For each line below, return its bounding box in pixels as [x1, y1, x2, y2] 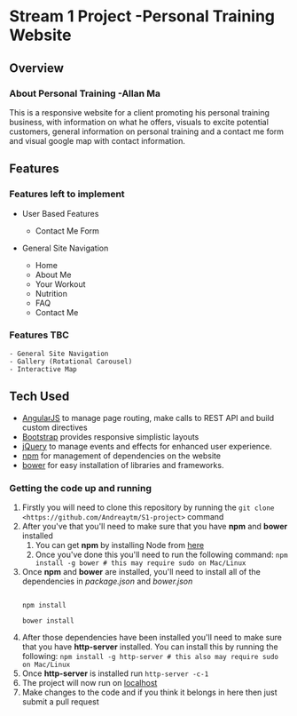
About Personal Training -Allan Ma [9, 87, 161, 99]
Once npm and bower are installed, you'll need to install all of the [21, 566, 262, 577]
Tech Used [9, 389, 70, 404]
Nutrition [35, 288, 68, 298]
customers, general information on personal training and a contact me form [9, 126, 285, 137]
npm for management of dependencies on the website [21, 450, 222, 461]
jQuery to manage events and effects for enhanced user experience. [21, 441, 272, 451]
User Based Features [21, 208, 99, 219]
